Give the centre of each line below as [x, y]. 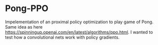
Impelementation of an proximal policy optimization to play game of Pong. [79, 22]
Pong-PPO [27, 8]
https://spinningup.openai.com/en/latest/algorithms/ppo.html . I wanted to [79, 32]
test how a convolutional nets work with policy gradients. [62, 37]
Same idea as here [24, 27]
